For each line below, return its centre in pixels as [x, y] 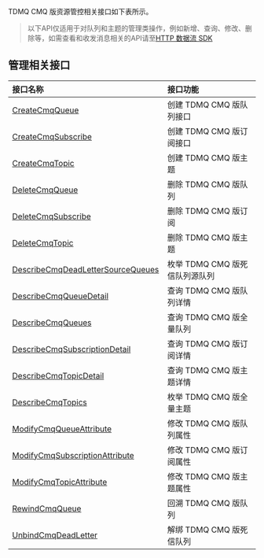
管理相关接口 [39, 65]
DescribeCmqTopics [50, 402]
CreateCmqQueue [46, 110]
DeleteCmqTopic [43, 242]
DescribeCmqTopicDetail [58, 375]
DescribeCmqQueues [52, 323]
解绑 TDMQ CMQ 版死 [208, 530]
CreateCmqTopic [43, 163]
